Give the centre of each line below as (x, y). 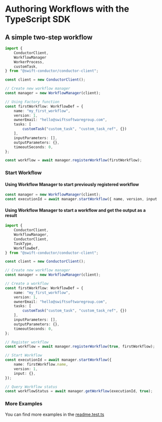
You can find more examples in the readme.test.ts (55, 414)
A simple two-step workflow (49, 37)
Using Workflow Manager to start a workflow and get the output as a (75, 210)
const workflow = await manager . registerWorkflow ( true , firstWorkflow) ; (80, 347)
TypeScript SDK (38, 19)
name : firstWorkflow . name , (41, 365)
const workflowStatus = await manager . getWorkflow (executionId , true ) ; (79, 391)
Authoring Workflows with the (67, 9)
